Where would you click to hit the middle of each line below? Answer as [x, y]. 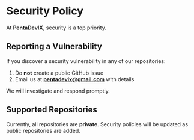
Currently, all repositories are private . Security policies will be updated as [97, 124]
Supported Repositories [52, 110]
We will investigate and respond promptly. [58, 91]
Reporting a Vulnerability [54, 47]
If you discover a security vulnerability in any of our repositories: [86, 61]
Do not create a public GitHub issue [59, 73]
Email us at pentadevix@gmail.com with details [74, 79]
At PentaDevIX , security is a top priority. [56, 28]
